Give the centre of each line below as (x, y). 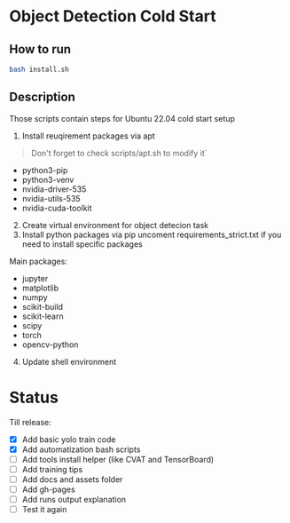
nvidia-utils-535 (51, 198)
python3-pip (45, 170)
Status (34, 397)
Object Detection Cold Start (113, 16)
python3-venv (48, 179)
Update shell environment (69, 361)
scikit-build (43, 306)
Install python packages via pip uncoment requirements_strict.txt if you (152, 234)
